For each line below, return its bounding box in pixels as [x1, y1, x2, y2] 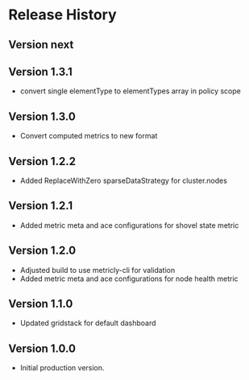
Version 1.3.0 [8, 109, 77, 123]
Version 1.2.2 [8, 155, 77, 168]
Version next [8, 38, 74, 52]
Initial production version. [19, 363, 105, 373]
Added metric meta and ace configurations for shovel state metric [19, 220, 239, 230]
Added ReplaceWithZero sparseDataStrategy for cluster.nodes [19, 176, 228, 186]
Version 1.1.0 [8, 297, 73, 311]
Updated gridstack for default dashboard [19, 318, 156, 328]
